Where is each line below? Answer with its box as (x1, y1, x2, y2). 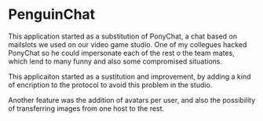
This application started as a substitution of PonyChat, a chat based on (8, 31, 238, 41)
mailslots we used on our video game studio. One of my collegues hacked (8, 39, 247, 49)
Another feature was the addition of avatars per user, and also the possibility (8, 95, 256, 104)
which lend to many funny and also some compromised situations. (8, 57, 222, 66)
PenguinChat (8, 5, 96, 24)
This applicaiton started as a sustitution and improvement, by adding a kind (8, 71, 251, 81)
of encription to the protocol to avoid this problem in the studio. (8, 80, 213, 90)
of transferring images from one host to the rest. (8, 104, 165, 113)
